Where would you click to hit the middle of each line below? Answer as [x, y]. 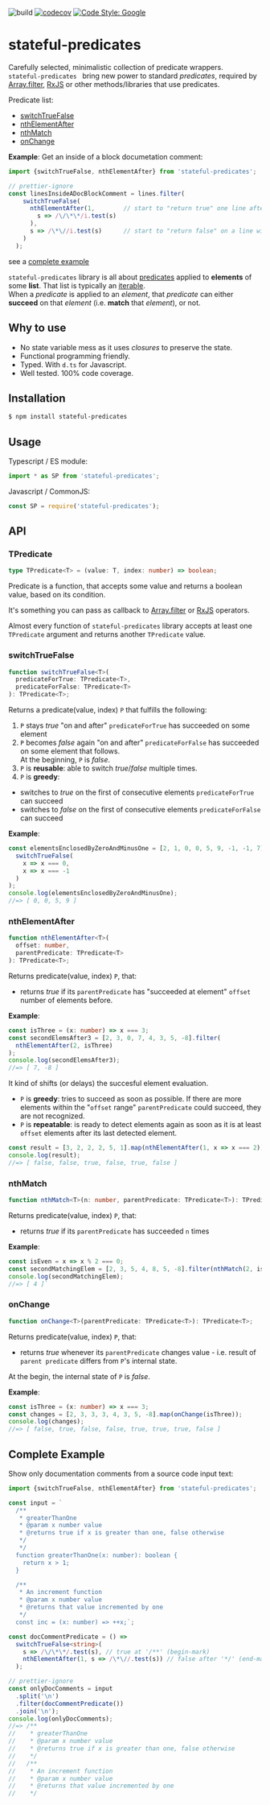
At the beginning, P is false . [65, 760]
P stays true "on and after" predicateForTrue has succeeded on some [135, 725]
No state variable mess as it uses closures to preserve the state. [126, 347]
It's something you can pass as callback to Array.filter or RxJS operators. [129, 610]
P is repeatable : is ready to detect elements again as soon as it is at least [141, 1125]
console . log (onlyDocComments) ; [61, 1719]
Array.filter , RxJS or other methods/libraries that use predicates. [114, 84]
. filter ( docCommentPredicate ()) [70, 1704]
